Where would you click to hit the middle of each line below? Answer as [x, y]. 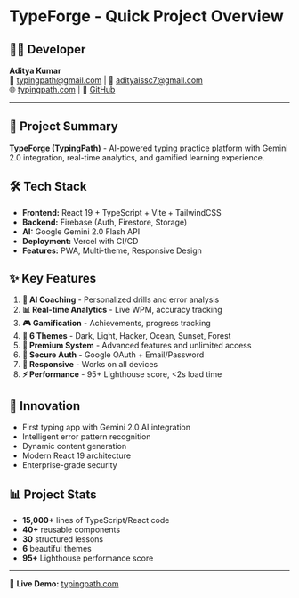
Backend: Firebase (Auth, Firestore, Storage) [105, 222]
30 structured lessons [63, 539]
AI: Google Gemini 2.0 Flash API [81, 231]
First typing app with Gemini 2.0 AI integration [106, 427]
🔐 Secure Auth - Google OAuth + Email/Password [113, 355]
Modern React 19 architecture [77, 455]
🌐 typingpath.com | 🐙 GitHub [62, 90]
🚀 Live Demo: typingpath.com [64, 584]
